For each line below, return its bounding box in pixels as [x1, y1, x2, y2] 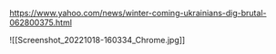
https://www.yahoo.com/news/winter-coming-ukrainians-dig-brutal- [9, 8, 267, 18]
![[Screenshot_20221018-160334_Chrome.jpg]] [9, 35, 186, 45]
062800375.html [9, 17, 73, 28]
